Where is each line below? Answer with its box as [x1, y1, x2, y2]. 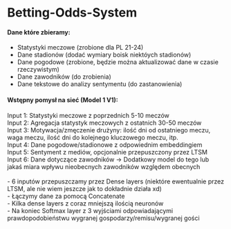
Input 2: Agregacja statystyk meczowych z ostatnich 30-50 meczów [7, 119, 202, 127]
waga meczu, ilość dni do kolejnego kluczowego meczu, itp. [7, 133, 178, 141]
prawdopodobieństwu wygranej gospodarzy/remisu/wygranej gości [7, 214, 200, 222]
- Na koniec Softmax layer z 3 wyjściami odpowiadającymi [7, 206, 174, 215]
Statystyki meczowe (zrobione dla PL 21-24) [17, 43, 144, 52]
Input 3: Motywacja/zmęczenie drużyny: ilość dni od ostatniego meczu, [7, 126, 211, 134]
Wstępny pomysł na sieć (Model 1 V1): [7, 95, 119, 104]
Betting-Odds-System [7, 5, 137, 21]
